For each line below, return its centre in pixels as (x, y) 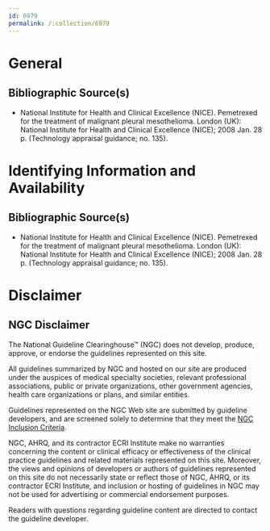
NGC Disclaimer (49, 325)
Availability (47, 188)
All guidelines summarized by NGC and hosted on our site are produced (128, 369)
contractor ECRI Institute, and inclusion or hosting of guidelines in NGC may (134, 486)
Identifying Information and (102, 171)
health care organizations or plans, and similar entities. (99, 394)
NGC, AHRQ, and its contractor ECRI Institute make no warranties (116, 443)
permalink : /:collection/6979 (59, 23)
